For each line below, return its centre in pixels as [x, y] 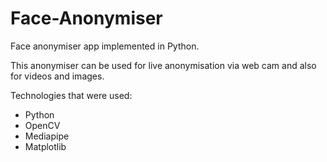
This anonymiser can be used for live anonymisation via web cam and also [163, 65]
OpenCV [42, 125]
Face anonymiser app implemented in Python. [105, 46]
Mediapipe [47, 136]
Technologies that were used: [71, 95]
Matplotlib [45, 146]
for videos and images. [57, 76]
